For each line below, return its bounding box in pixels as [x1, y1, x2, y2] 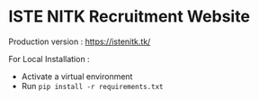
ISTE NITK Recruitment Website [8, 6, 251, 27]
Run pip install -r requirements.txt [21, 80, 164, 91]
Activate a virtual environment [21, 70, 133, 82]
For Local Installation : [8, 53, 91, 64]
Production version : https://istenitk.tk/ [8, 36, 151, 47]
